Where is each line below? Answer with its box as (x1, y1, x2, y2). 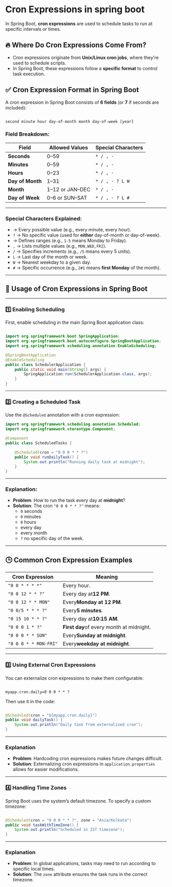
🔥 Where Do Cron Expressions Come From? (5, 41, 147, 50)
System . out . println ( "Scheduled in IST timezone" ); (14, 827, 125, 832)
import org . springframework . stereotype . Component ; (5, 426, 116, 432)
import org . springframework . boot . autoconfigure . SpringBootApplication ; (5, 339, 161, 344)
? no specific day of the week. (20, 535, 84, 542)
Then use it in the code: (5, 698, 55, 704)
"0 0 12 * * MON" (8, 599, 50, 605)
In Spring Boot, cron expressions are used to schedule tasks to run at (5, 20, 153, 27)
